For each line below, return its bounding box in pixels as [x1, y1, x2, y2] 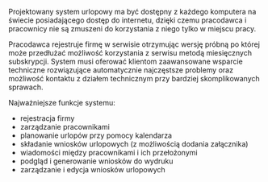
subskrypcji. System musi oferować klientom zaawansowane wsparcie [8, 56, 244, 66]
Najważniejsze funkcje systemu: [8, 98, 115, 107]
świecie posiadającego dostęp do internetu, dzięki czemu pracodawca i [8, 15, 247, 25]
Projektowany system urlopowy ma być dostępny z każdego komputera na [8, 7, 257, 16]
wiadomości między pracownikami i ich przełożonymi [19, 148, 198, 157]
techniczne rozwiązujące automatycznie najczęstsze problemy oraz [8, 65, 234, 75]
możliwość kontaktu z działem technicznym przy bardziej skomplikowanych [8, 74, 260, 83]
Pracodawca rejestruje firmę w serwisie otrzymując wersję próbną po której [8, 39, 261, 49]
